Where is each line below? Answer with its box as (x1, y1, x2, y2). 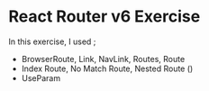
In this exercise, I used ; (8, 36, 96, 47)
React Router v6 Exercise (8, 6, 201, 27)
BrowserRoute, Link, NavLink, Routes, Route (21, 53, 186, 64)
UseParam (21, 72, 60, 83)
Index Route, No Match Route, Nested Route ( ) (21, 63, 194, 74)
